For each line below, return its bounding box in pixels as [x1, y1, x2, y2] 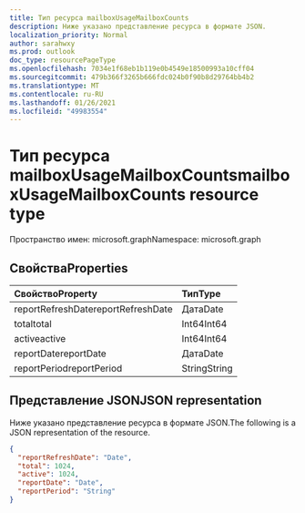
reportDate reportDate [14, 347, 107, 360]
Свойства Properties [9, 261, 129, 276]
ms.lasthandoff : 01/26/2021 [9, 97, 117, 108]
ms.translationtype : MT [9, 81, 100, 90]
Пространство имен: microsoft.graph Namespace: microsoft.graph [9, 234, 261, 245]
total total [14, 318, 52, 330]
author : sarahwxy [9, 38, 76, 48]
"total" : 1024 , [17, 461, 76, 470]
